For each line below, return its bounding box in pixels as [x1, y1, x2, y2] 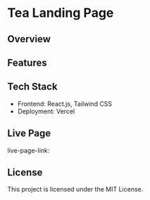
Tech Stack [7, 81, 58, 93]
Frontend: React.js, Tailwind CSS [17, 99, 113, 108]
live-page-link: [7, 146, 50, 154]
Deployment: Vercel [17, 107, 75, 115]
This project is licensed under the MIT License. [7, 185, 144, 194]
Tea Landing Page [7, 5, 114, 21]
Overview [7, 33, 51, 45]
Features [7, 56, 47, 68]
